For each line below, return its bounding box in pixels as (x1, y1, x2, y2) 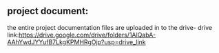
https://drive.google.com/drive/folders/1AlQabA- (18, 31, 156, 39)
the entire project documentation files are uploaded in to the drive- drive (7, 23, 212, 31)
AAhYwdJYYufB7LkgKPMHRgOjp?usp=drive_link (7, 37, 146, 46)
